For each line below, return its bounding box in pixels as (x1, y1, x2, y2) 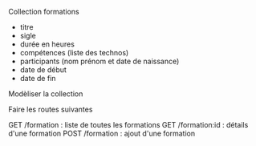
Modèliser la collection (8, 89, 83, 99)
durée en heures (19, 39, 75, 49)
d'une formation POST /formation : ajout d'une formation (8, 128, 195, 138)
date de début (19, 65, 67, 75)
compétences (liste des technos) (19, 48, 129, 57)
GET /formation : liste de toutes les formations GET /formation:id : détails (8, 120, 249, 129)
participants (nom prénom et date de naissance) (19, 56, 180, 66)
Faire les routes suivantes (8, 104, 93, 114)
